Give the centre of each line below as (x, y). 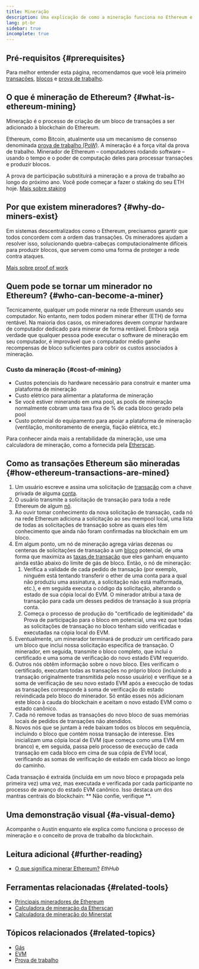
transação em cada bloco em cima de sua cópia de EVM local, (91, 753)
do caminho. (30, 765)
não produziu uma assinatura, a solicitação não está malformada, (103, 582)
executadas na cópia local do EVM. (67, 633)
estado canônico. (36, 709)
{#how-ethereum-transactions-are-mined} (88, 473)
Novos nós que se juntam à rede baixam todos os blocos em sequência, (103, 728)
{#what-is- (154, 97)
